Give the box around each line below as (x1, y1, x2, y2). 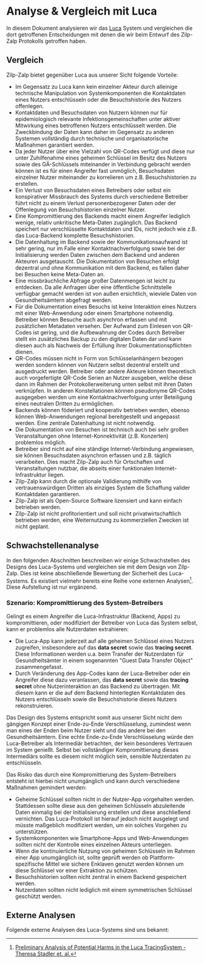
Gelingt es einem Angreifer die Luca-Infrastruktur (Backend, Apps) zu (6, 612, 180, 620)
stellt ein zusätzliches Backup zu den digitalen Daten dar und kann (15, 335, 182, 342)
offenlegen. (15, 102, 44, 110)
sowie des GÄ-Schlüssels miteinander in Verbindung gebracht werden (15, 160, 191, 168)
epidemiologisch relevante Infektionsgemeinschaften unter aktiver (15, 115, 181, 122)
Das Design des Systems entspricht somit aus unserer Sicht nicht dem (6, 713, 182, 721)
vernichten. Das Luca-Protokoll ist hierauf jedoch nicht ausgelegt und (15, 814, 189, 822)
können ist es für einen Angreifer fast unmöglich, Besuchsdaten (15, 167, 175, 174)
